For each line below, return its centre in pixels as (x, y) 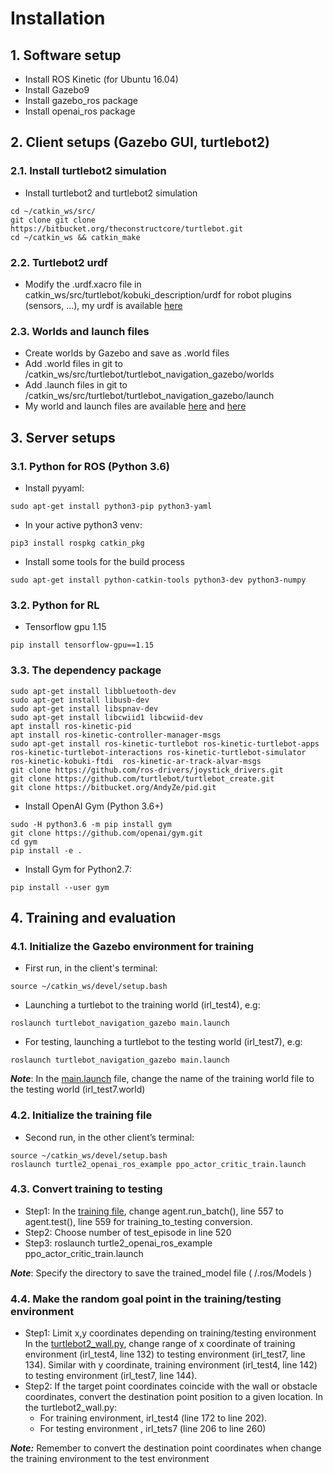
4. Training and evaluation (93, 917)
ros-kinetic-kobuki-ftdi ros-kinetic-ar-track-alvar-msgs (136, 761)
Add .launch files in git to (76, 385)
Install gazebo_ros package (81, 100)
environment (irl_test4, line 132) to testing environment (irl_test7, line (165, 1354)
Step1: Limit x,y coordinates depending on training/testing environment (170, 1333)
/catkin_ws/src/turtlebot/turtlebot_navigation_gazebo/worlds (149, 374)
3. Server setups (63, 437)
